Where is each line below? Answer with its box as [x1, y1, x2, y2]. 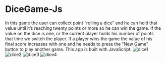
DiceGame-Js [5, 3, 63, 15]
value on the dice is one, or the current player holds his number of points [5, 30, 154, 36]
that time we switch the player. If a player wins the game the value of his [5, 36, 153, 42]
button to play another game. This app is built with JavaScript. [5, 46, 132, 52]
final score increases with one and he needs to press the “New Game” [5, 41, 149, 47]
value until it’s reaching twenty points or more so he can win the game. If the [5, 25, 161, 31]
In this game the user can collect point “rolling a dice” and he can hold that [5, 20, 158, 26]
